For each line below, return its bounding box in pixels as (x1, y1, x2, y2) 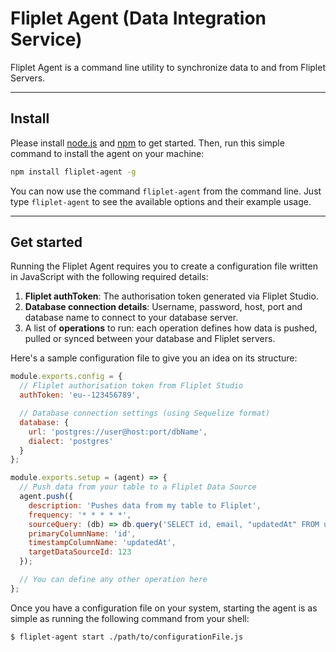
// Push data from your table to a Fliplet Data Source (19, 482, 257, 492)
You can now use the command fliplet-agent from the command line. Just (10, 185, 322, 197)
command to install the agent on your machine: (10, 147, 205, 159)
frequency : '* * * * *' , (28, 510, 132, 520)
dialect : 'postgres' (28, 436, 114, 446)
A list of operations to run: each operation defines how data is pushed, (24, 322, 318, 334)
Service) (10, 28, 83, 51)
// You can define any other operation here (19, 575, 208, 585)
